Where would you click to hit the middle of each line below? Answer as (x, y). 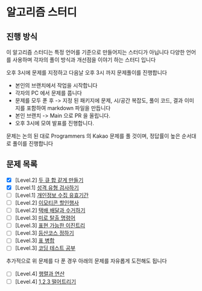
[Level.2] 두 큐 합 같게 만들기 (49, 180)
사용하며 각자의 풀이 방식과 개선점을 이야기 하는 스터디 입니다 (84, 60)
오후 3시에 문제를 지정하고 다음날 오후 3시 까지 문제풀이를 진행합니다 (87, 72)
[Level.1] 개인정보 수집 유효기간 (52, 195)
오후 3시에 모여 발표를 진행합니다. (55, 123)
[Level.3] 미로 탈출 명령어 (45, 218)
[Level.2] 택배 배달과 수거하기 (50, 210)
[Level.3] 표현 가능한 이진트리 (50, 225)
